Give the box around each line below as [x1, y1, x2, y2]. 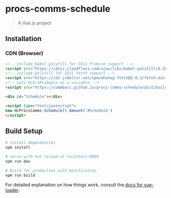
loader [5, 187, 19, 193]
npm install [5, 145, 31, 150]
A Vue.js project [17, 20, 52, 26]
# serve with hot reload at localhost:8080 [5, 154, 99, 159]
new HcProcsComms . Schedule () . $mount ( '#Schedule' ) [5, 108, 113, 113]
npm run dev [5, 158, 31, 164]
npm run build [5, 173, 36, 178]
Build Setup [5, 126, 43, 135]
